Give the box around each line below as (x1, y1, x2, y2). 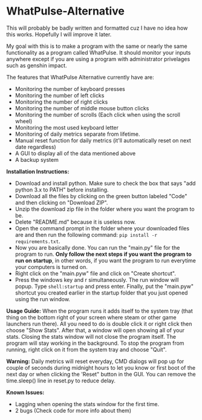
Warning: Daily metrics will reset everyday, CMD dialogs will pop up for (6, 358, 184, 365)
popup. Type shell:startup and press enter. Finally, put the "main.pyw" (15, 282, 194, 290)
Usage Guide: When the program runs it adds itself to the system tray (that (6, 307, 194, 315)
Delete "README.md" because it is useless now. (15, 218, 136, 225)
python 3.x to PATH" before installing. (15, 186, 109, 193)
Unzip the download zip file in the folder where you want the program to (15, 205, 195, 213)
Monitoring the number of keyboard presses (15, 85, 125, 92)
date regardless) (15, 143, 56, 150)
